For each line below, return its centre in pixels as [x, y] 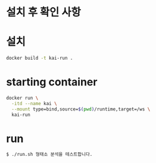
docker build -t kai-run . [40, 58]
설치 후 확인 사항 [44, 12]
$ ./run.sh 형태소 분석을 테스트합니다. [49, 155]
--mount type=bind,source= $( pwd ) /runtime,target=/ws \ [81, 109]
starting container [52, 82]
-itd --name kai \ [35, 103]
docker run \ [22, 98]
